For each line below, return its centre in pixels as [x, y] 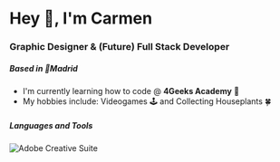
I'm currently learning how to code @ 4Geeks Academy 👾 [131, 91]
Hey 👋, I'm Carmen [81, 19]
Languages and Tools [51, 125]
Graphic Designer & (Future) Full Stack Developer [120, 47]
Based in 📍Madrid [44, 68]
